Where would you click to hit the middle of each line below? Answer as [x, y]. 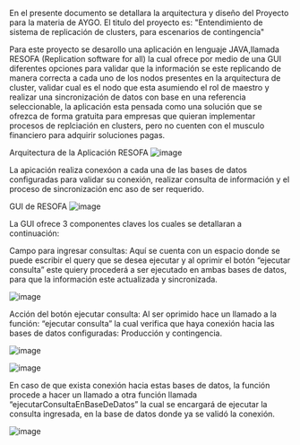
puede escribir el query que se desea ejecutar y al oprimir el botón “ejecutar [150, 260]
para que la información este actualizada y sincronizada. [113, 279]
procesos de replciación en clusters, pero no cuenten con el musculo [137, 126]
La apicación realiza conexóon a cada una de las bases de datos [129, 170]
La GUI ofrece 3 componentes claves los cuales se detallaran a [125, 224]
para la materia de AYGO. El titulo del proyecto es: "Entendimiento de [136, 22]
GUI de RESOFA [38, 206]
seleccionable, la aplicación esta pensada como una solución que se [136, 106]
